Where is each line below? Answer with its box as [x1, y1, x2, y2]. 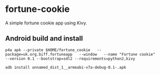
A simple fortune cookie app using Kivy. [5, 20, 87, 26]
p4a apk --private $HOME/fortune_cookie [5, 47, 91, 53]
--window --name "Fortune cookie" [79, 52, 155, 57]
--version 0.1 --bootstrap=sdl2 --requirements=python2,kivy [5, 56, 135, 61]
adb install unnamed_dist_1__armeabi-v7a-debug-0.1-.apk [5, 65, 126, 70]
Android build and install [5, 34, 83, 43]
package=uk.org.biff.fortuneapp [5, 52, 72, 57]
